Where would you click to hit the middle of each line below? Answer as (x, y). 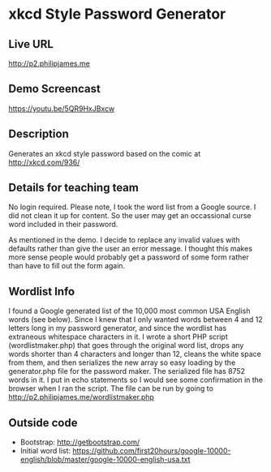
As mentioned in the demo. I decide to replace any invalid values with (124, 240)
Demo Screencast (55, 89)
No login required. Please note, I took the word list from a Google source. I (132, 207)
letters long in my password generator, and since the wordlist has (118, 328)
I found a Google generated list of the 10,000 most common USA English (129, 311)
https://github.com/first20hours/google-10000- (152, 451)
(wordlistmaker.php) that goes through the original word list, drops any (126, 345)
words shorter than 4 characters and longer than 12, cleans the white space (135, 354)
